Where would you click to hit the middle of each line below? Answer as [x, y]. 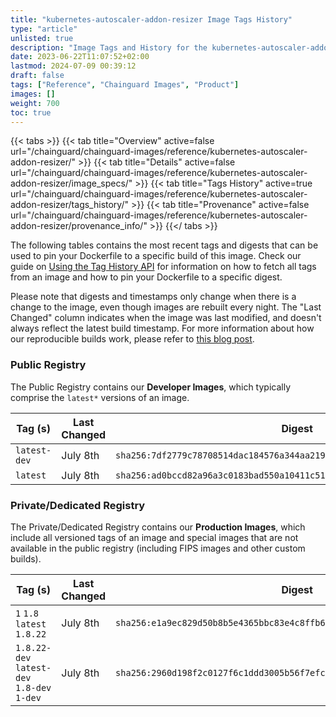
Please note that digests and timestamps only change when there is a [153, 297]
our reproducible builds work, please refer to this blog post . [132, 339]
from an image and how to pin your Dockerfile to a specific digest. [146, 277]
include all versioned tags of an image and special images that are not [154, 537]
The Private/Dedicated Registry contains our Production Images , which [158, 527]
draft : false [37, 76]
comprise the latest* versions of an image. [100, 397]
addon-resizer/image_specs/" [71, 183]
